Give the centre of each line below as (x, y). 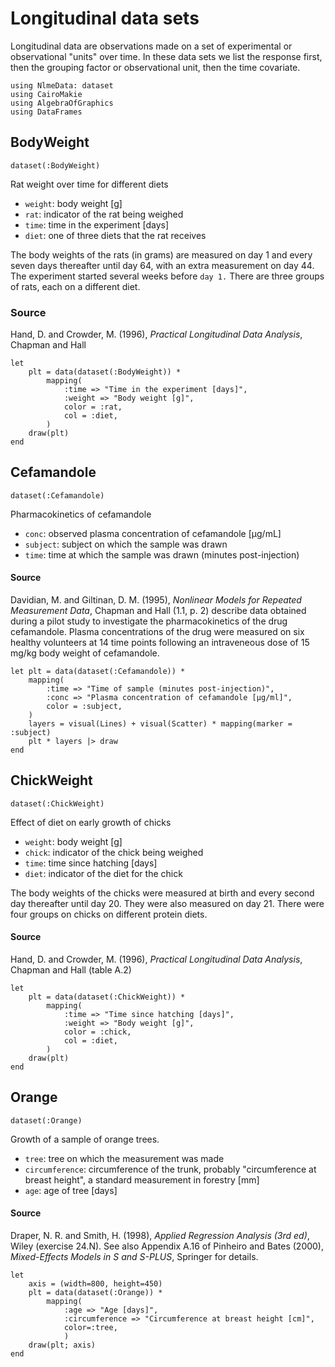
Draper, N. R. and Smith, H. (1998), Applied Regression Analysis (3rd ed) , (160, 1236)
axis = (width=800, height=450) (95, 1284)
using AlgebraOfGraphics (62, 103)
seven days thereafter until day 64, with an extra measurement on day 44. (162, 265)
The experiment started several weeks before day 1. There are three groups (167, 276)
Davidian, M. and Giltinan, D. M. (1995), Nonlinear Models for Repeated (156, 600)
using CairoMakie (46, 94)
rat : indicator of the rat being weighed (104, 214)
